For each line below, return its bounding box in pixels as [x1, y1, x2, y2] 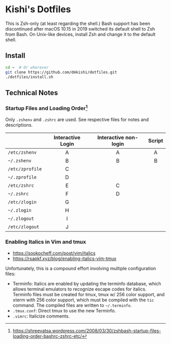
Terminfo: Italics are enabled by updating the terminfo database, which [12, 280, 161, 286]
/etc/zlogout [8, 224, 40, 230]
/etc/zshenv [8, 149, 37, 155]
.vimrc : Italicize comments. [12, 313, 70, 319]
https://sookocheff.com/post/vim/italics [12, 250, 96, 256]
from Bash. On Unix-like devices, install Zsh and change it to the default [5, 31, 156, 37]
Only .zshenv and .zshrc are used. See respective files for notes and [5, 116, 149, 123]
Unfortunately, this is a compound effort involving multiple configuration [5, 265, 156, 271]
